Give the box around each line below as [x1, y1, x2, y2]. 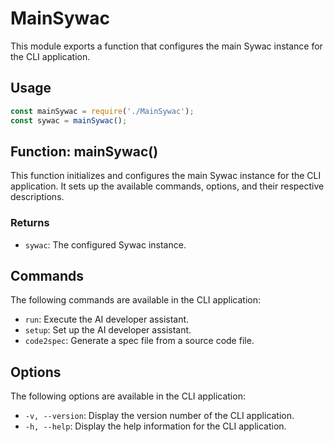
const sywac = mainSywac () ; [10, 115, 128, 126]
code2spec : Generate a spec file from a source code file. [24, 335, 255, 347]
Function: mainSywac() [10, 143, 159, 160]
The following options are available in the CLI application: [10, 390, 246, 402]
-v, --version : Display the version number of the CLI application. [24, 410, 295, 422]
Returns [10, 216, 50, 230]
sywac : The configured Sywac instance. [24, 238, 187, 251]
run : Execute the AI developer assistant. [24, 313, 190, 326]
